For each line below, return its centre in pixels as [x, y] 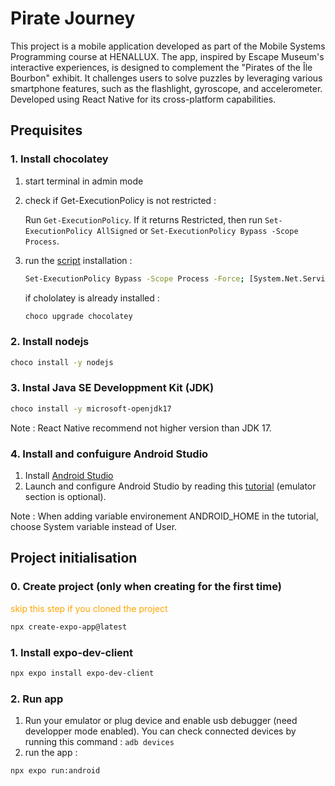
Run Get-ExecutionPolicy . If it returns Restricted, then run [143, 219]
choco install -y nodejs [62, 362]
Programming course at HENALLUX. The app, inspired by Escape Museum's [167, 56]
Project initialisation [74, 558]
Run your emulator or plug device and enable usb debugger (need [161, 721]
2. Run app [37, 699]
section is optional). [65, 497]
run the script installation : [78, 260]
